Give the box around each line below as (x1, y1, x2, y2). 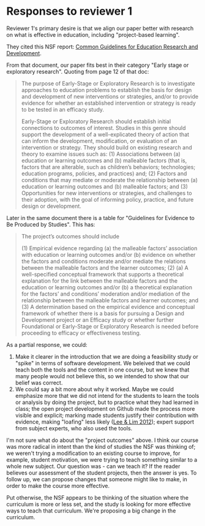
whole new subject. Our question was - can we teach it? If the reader (6, 462, 181, 470)
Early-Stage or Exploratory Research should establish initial (21, 118, 171, 125)
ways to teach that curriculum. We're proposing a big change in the (6, 507, 176, 514)
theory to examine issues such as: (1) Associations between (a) (21, 150, 181, 158)
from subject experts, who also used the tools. (15, 424, 133, 432)
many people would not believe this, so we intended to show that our (15, 372, 189, 379)
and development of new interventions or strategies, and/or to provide (21, 93, 199, 100)
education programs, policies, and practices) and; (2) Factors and (21, 170, 187, 177)
